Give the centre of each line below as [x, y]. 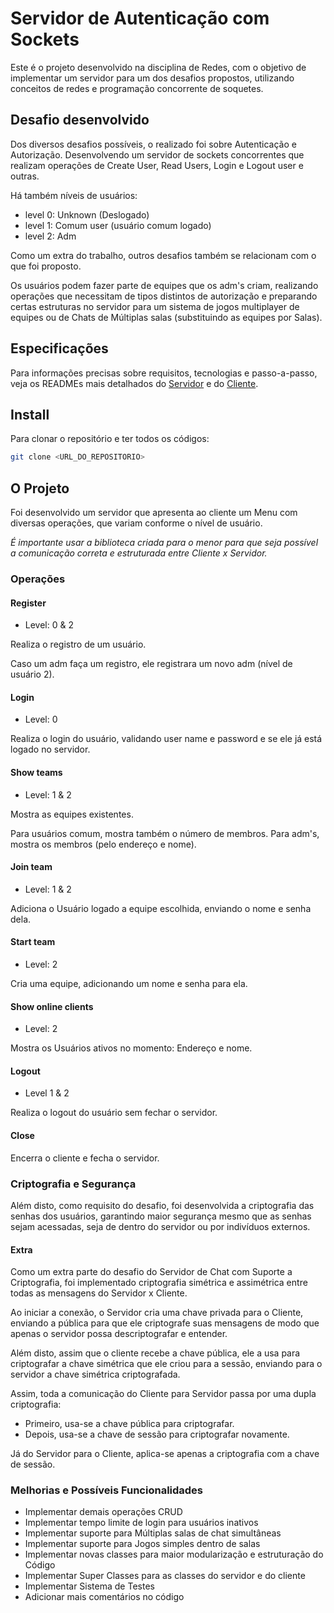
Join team [31, 867]
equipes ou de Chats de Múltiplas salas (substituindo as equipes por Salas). [166, 317]
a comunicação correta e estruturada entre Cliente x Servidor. [139, 553]
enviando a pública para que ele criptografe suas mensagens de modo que [165, 1323]
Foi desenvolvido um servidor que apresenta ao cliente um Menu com [154, 513]
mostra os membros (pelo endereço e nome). [103, 844]
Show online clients [52, 1006]
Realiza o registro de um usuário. [78, 644]
